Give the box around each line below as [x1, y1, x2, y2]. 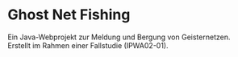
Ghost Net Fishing [7, 6, 131, 24]
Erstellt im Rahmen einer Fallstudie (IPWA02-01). [7, 40, 169, 50]
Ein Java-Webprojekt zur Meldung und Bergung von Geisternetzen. [7, 32, 231, 42]
